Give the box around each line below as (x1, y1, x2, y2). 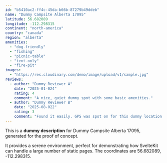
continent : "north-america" (5, 26, 64, 31)
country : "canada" (5, 30, 43, 35)
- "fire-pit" (9, 63, 37, 68)
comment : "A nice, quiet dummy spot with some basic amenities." (14, 95, 153, 100)
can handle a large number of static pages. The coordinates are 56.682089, (5, 148, 161, 154)
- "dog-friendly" (9, 44, 46, 49)
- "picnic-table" (9, 53, 46, 59)
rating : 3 (14, 109, 35, 115)
